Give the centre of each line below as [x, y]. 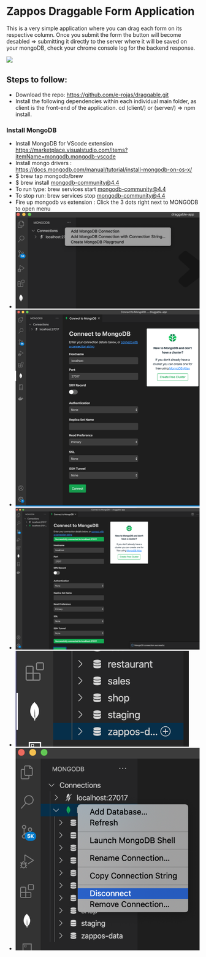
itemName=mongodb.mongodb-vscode [66, 157]
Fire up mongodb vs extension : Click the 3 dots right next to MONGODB [107, 202]
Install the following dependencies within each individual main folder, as [106, 101]
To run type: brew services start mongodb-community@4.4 [91, 189]
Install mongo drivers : [44, 163]
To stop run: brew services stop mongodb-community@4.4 [90, 196]
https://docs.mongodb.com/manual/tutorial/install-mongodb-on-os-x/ [104, 169]
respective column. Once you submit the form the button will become [94, 34]
